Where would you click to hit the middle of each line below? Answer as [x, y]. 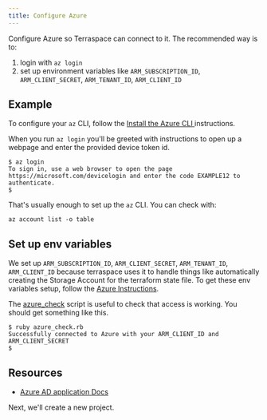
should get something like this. [59, 313]
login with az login [51, 62]
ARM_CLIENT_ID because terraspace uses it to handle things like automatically [134, 271]
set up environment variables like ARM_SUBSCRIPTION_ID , [110, 71]
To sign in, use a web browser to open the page [90, 169]
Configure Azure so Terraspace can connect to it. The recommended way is [133, 38]
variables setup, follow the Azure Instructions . [84, 289]
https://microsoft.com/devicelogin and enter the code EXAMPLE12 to [124, 176]
